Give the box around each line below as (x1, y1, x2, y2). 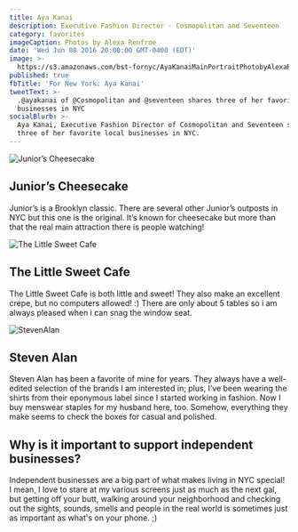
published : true (9, 71, 69, 80)
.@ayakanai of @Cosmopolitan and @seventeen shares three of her (17, 95, 264, 105)
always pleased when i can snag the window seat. (9, 307, 192, 318)
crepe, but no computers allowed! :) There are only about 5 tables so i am (9, 297, 278, 308)
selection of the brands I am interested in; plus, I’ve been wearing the (34, 383, 287, 394)
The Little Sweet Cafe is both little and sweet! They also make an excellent (9, 288, 281, 299)
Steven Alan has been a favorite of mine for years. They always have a (9, 374, 267, 384)
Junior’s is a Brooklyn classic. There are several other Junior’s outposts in (9, 202, 278, 214)
